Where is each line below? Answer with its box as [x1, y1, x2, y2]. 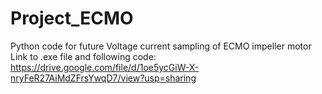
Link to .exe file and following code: [10, 50, 157, 62]
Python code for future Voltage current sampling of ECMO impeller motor [10, 40, 312, 52]
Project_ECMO [10, 7, 134, 30]
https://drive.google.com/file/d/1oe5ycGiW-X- [10, 61, 200, 73]
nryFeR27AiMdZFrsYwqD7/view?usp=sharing [10, 72, 197, 84]
